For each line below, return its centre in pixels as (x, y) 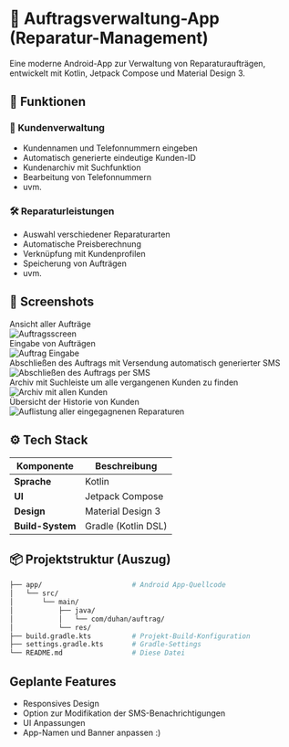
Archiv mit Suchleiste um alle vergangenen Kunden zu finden (124, 382)
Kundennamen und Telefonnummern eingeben (110, 148)
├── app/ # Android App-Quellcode (118, 585)
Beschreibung (126, 465)
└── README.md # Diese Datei (97, 653)
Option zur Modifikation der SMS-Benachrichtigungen (124, 713)
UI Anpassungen (54, 723)
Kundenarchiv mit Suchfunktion (82, 167)
